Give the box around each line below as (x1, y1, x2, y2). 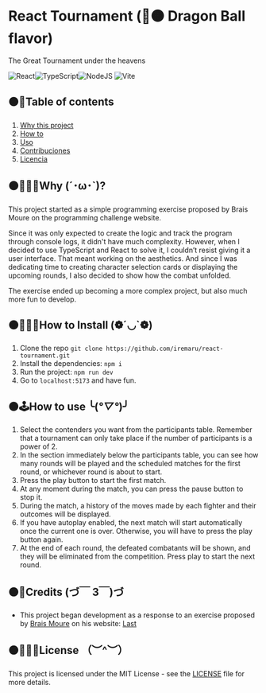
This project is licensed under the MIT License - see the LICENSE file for (8, 668, 245, 678)
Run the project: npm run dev (19, 368, 114, 377)
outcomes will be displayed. (19, 509, 111, 519)
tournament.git (19, 352, 71, 360)
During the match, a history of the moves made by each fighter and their (19, 501, 256, 511)
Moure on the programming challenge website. (8, 212, 161, 222)
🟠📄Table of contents (8, 95, 114, 109)
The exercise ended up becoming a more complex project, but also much (8, 286, 248, 295)
